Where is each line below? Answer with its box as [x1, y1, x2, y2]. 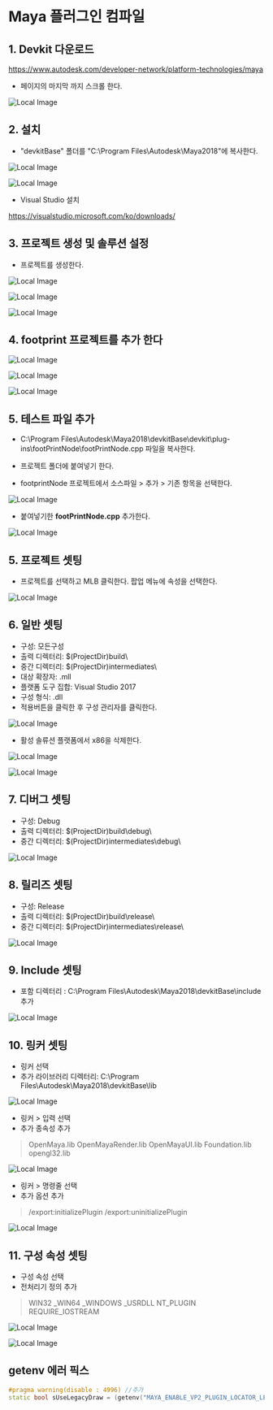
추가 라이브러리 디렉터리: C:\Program [19, 1072, 140, 1082]
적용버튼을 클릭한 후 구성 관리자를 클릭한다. [19, 702, 158, 712]
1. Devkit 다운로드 [8, 42, 95, 56]
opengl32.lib [28, 1148, 71, 1158]
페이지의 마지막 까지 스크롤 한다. [19, 81, 123, 90]
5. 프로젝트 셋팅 [8, 553, 83, 567]
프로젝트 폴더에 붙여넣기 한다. [19, 461, 115, 471]
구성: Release [19, 901, 65, 911]
